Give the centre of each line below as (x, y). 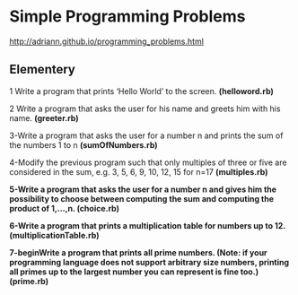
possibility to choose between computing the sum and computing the (142, 198)
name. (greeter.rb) (44, 117)
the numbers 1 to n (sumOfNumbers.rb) (84, 144)
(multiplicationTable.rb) (55, 235)
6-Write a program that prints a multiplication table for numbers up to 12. (148, 225)
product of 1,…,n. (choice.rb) (64, 208)
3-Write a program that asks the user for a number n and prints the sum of (146, 135)
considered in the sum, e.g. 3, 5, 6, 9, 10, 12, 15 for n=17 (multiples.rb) (139, 171)
